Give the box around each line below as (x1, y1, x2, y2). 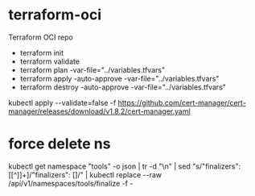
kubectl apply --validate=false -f (8, 98, 117, 107)
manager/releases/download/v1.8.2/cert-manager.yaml (8, 106, 191, 116)
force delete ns (8, 135, 111, 153)
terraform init (19, 48, 64, 57)
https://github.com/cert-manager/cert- (117, 98, 247, 107)
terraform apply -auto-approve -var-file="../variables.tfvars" (19, 73, 220, 83)
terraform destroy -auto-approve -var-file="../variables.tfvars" (19, 82, 227, 92)
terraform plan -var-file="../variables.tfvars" (19, 65, 166, 74)
